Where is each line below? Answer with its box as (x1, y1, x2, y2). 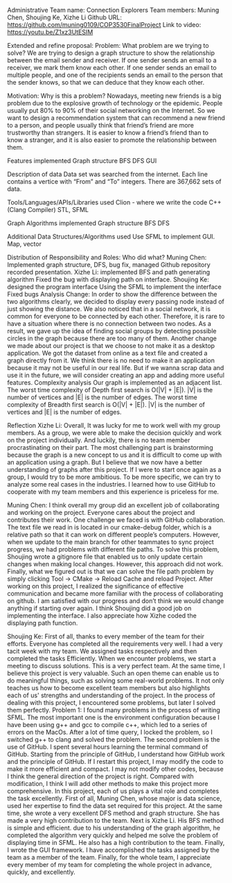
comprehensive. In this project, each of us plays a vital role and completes (7, 787, 220, 795)
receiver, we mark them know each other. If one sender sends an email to (7, 64, 217, 71)
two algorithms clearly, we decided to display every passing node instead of (7, 297, 225, 306)
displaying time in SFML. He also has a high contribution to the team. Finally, (7, 839, 225, 846)
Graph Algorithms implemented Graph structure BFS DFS (7, 219, 170, 227)
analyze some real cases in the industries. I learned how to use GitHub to (7, 480, 216, 488)
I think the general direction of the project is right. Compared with (7, 772, 194, 780)
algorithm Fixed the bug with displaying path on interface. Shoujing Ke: (7, 275, 209, 283)
